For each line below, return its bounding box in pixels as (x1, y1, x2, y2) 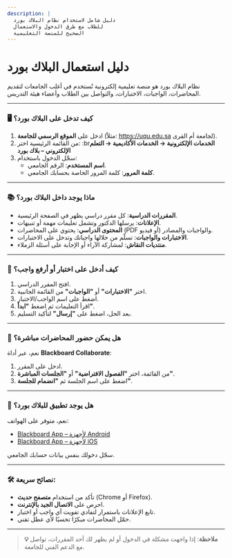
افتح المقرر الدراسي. (17, 280, 71, 288)
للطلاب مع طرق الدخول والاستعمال (13, 23, 104, 30)
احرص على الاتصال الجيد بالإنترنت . (17, 500, 105, 508)
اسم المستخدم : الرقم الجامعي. (27, 161, 107, 169)
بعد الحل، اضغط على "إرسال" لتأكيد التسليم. (17, 309, 133, 318)
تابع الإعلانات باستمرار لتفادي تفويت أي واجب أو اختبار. (17, 508, 155, 516)
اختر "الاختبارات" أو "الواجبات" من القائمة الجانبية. (17, 288, 147, 296)
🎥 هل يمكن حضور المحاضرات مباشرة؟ (7, 333, 122, 342)
